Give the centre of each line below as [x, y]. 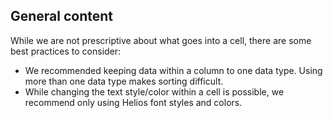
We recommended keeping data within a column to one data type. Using [173, 70]
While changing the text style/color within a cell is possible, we [154, 91]
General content [62, 16]
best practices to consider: [66, 51]
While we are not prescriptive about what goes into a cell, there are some [161, 40]
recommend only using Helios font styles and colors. [133, 102]
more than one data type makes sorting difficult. [124, 81]
